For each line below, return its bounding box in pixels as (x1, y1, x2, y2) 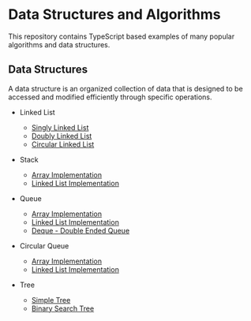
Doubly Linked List (31, 131, 92, 140)
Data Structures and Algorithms (8, 6, 221, 24)
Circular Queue (19, 241, 69, 250)
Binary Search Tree (31, 304, 95, 313)
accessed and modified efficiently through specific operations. (8, 92, 212, 102)
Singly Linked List (31, 122, 89, 132)
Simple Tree (31, 295, 71, 304)
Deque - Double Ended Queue (31, 226, 130, 235)
